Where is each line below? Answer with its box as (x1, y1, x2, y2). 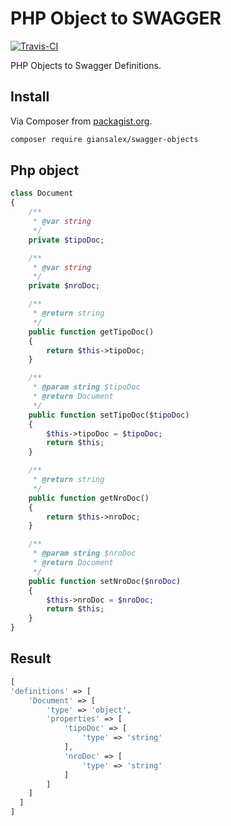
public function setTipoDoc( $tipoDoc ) (28, 410, 190, 420)
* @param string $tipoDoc (32, 382, 141, 392)
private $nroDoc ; (28, 281, 101, 291)
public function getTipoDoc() (28, 327, 155, 337)
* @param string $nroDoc (32, 548, 137, 559)
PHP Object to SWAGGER (10, 7, 222, 30)
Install (10, 88, 50, 106)
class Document (10, 188, 74, 199)
